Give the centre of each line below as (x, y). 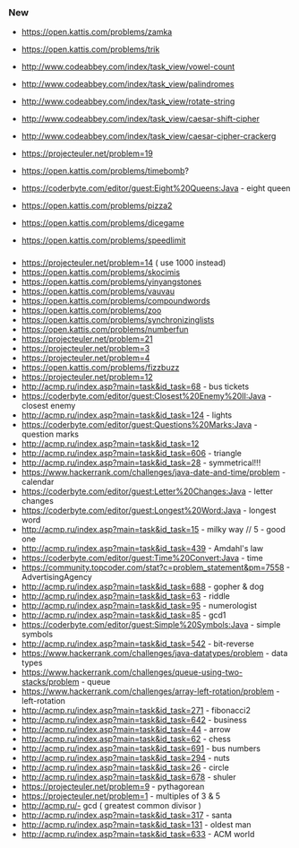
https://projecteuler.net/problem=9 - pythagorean (113, 787)
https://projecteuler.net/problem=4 (85, 358)
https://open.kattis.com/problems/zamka (97, 32)
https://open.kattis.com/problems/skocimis (101, 273)
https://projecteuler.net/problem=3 (85, 349)
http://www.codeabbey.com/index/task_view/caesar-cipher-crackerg (149, 136)
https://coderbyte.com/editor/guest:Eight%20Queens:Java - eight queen (156, 188)
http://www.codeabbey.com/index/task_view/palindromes (128, 84)
